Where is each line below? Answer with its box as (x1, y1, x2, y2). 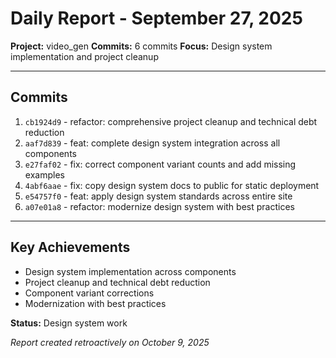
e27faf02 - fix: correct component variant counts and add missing (24, 158, 297, 170)
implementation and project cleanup (10, 50, 159, 62)
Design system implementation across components (24, 265, 237, 277)
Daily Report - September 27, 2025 (10, 7, 303, 30)
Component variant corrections (24, 287, 155, 299)
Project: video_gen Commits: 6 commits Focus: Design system (10, 40, 273, 52)
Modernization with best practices (24, 297, 167, 309)
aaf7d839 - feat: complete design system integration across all (24, 137, 281, 149)
